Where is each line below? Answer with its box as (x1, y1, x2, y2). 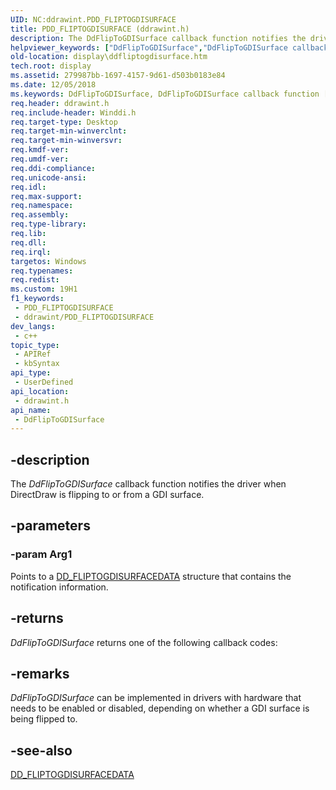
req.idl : (10, 182, 47, 192)
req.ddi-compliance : (10, 163, 97, 173)
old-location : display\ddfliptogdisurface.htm (10, 52, 208, 62)
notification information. (10, 581, 109, 593)
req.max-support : (10, 191, 83, 201)
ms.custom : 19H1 (10, 284, 78, 295)
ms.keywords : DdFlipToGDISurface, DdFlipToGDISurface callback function (10, 89, 320, 99)
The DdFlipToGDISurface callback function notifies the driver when (10, 478, 287, 490)
